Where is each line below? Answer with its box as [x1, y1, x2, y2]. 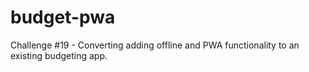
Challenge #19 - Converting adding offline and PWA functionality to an [10, 39, 300, 51]
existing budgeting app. [10, 49, 108, 61]
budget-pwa [10, 6, 116, 29]
